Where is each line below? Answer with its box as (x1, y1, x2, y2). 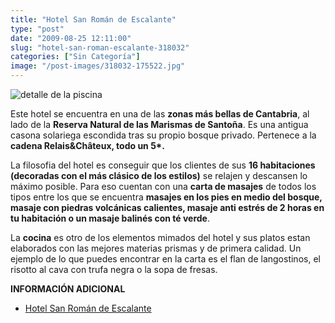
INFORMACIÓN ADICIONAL (10, 283, 126, 295)
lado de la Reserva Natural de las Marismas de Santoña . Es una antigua (10, 119, 309, 130)
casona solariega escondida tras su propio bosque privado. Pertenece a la (10, 129, 317, 141)
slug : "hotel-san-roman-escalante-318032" (10, 42, 190, 53)
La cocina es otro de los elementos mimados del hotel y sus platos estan (10, 232, 311, 243)
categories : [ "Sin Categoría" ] (10, 52, 141, 62)
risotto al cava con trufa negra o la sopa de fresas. (10, 264, 218, 275)
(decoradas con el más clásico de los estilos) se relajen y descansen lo (10, 170, 308, 181)
